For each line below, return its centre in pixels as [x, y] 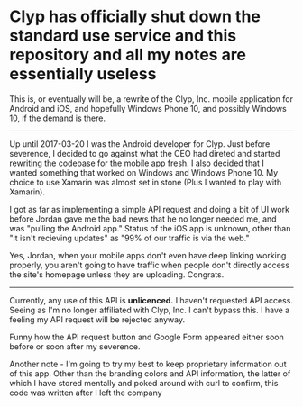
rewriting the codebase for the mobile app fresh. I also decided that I [137, 163]
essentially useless [83, 74]
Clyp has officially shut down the [135, 17]
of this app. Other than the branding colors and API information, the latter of [150, 373]
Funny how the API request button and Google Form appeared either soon [147, 337]
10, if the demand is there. [58, 118]
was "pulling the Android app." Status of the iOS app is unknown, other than [150, 228]
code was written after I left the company [86, 393]
